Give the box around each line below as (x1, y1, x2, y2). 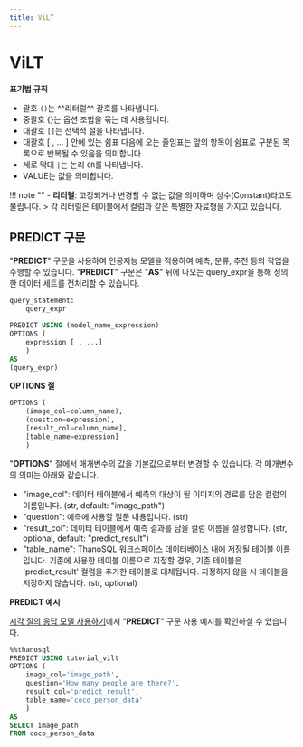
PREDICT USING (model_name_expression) (9, 321, 160, 330)
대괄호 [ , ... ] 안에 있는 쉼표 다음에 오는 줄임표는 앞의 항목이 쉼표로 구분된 (22, 137, 280, 147)
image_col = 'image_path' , (25, 670, 119, 679)
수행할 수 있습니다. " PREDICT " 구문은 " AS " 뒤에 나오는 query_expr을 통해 (9, 267, 272, 278)
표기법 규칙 (9, 83, 48, 94)
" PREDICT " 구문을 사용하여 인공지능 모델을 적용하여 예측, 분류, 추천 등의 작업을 (9, 255, 289, 267)
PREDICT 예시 (9, 596, 61, 607)
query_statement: (9, 296, 75, 306)
